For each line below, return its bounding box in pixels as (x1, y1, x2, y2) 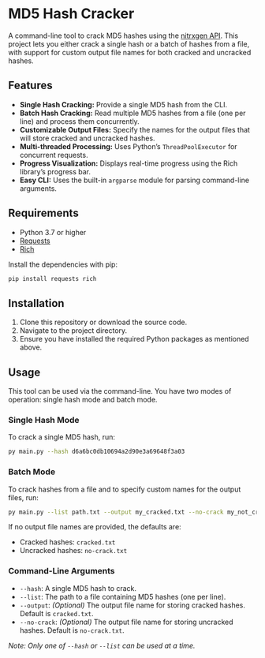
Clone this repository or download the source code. (19, 317, 188, 327)
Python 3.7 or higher (19, 227, 87, 237)
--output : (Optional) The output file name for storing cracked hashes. (19, 600, 246, 610)
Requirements (8, 207, 79, 220)
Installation (8, 297, 65, 310)
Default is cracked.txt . (19, 608, 94, 618)
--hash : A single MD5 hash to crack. (19, 583, 136, 593)
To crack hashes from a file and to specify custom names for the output (8, 484, 241, 494)
